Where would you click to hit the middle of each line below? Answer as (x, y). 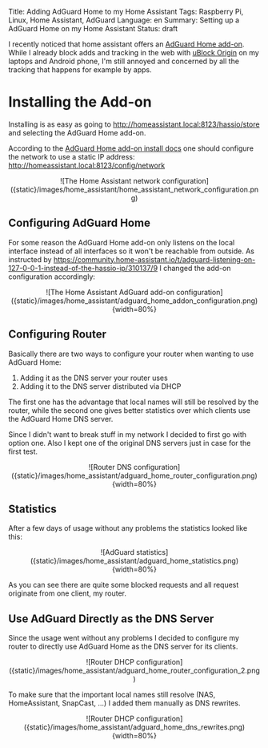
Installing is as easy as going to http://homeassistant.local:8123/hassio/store (134, 124)
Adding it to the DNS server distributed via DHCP (100, 386)
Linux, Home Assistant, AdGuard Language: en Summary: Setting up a (124, 20)
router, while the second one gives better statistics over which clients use (129, 410)
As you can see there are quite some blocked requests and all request (124, 585)
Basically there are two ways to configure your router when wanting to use (131, 354)
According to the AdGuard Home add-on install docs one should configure (131, 148)
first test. (23, 451)
